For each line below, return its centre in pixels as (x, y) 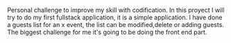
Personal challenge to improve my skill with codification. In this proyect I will (116, 10)
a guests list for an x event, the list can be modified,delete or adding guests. (115, 25)
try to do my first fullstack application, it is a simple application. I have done (115, 17)
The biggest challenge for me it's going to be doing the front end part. (107, 32)
